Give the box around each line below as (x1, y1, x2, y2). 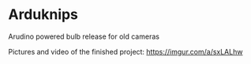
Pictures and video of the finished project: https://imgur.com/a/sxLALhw (8, 47, 243, 56)
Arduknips (8, 6, 79, 24)
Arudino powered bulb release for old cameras (8, 32, 160, 41)
